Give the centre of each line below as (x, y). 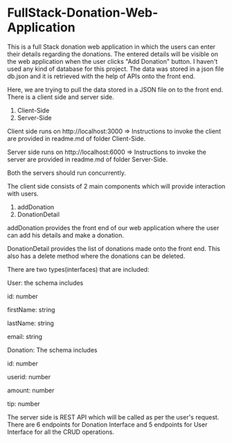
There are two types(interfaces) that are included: (78, 269)
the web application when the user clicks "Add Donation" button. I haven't (113, 61)
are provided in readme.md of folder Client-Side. (77, 138)
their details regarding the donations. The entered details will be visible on (113, 54)
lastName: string (30, 323)
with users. (23, 193)
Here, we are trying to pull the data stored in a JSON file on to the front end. (115, 89)
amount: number (31, 390)
